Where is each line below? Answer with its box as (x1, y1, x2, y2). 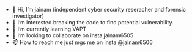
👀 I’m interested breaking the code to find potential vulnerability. (12, 19, 174, 26)
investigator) (12, 12, 45, 20)
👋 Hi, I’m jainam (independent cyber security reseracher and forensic (12, 6, 186, 13)
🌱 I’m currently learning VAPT (12, 25, 87, 32)
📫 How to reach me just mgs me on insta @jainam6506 (12, 39, 153, 46)
